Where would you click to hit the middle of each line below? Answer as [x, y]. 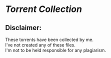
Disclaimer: [23, 28]
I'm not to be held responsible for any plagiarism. [56, 50]
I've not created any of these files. [40, 45]
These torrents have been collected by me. [49, 39]
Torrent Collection [44, 9]
